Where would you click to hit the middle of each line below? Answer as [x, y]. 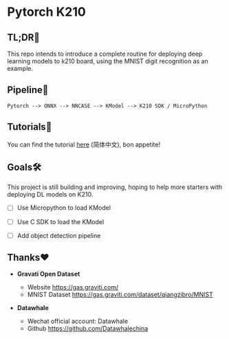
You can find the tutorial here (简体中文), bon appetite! [84, 144]
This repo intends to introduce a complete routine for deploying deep [105, 54]
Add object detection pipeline [59, 235]
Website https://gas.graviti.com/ [73, 287]
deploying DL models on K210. [50, 195]
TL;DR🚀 [23, 37]
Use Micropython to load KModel [64, 208]
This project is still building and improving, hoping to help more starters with [115, 187]
